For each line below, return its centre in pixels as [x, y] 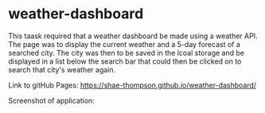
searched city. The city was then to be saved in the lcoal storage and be [127, 53]
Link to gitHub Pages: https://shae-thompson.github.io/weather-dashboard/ [132, 85]
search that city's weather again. [62, 69]
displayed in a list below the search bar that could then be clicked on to [125, 61]
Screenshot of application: [52, 100]
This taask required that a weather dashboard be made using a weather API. [133, 36]
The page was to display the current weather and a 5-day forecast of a [125, 44]
